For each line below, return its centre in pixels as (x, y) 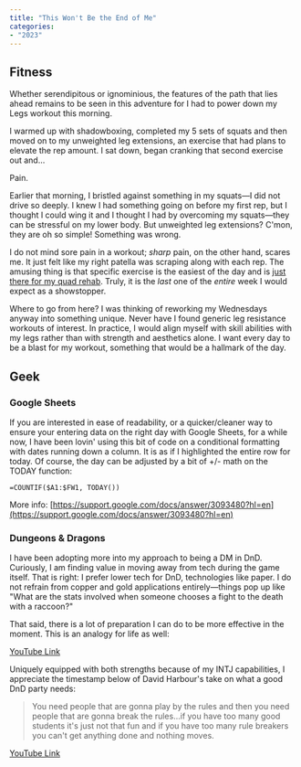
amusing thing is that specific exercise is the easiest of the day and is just (148, 272)
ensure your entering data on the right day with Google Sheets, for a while (149, 431)
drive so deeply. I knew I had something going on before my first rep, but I (148, 206)
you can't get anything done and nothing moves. (123, 736)
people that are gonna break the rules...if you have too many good (156, 716)
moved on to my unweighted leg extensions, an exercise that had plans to (148, 141)
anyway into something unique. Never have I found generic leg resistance (148, 319)
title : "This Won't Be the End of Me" (83, 18)
